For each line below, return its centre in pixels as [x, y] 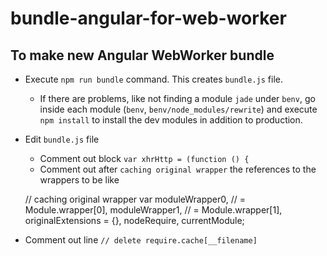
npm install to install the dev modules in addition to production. [171, 120]
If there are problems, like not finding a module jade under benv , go [177, 98]
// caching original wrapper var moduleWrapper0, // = [135, 199]
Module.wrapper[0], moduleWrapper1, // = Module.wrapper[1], [153, 210]
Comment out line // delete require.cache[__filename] [141, 240]
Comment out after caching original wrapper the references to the [178, 169]
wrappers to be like [79, 180]
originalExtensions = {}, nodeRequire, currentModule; [134, 220]
